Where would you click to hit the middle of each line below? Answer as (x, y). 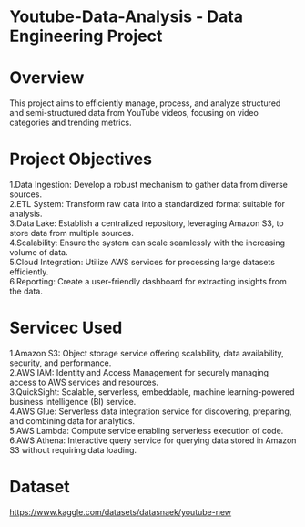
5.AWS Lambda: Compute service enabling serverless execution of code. (147, 431)
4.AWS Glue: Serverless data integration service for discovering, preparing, (151, 411)
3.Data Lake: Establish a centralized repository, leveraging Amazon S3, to (147, 223)
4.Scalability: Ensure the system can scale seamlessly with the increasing (147, 243)
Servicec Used (66, 328)
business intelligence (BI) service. (73, 402)
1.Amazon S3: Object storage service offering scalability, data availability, (147, 353)
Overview (47, 78)
